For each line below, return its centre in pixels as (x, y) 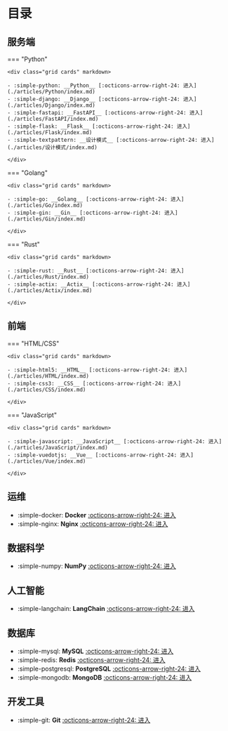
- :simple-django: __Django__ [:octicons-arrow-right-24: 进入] (102, 99)
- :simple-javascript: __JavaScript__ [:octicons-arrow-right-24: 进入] (115, 441)
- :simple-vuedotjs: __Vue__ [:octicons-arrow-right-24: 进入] (101, 455)
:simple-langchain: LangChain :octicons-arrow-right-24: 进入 (106, 609)
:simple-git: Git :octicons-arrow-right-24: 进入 (84, 720)
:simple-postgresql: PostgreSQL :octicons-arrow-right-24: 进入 (109, 669)
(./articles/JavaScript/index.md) (58, 447)
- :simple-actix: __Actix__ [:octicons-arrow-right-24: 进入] (99, 284)
